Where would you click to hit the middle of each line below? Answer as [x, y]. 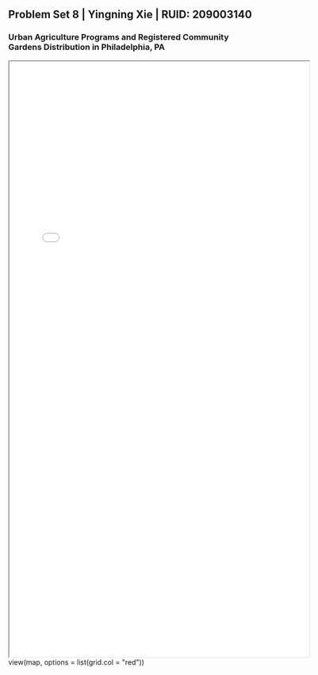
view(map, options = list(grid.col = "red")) [77, 662]
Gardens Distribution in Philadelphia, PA [86, 47]
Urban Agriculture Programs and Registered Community [119, 37]
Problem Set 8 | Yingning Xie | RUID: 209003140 [130, 15]
